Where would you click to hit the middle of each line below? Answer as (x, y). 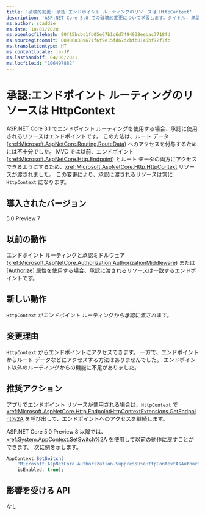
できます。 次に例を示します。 (44, 446)
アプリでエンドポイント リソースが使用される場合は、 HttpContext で (92, 404)
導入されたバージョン (46, 203)
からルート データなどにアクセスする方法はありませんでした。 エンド (93, 360)
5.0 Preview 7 (23, 218)
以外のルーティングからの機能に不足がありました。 (76, 367)
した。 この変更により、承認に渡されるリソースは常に (106, 174)
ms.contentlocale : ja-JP (38, 52)
